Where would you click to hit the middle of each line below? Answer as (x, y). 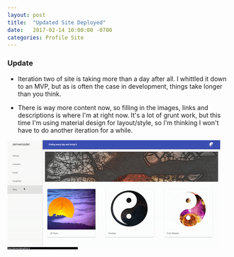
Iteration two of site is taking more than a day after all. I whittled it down (122, 79)
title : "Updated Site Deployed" (57, 22)
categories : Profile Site (45, 38)
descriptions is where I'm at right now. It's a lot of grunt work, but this (119, 115)
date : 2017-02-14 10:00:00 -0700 (60, 30)
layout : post (27, 15)
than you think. (39, 94)
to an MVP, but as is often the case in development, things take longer (120, 86)
